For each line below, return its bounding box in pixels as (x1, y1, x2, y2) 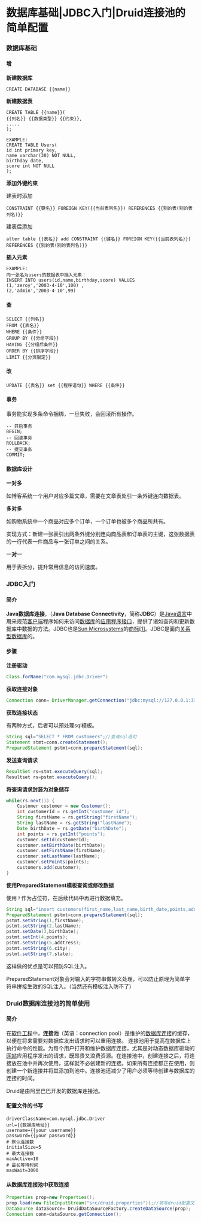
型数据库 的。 (6, 633, 38, 640)
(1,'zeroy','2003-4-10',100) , (6, 283, 84, 289)
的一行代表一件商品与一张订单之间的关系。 (6, 538, 111, 545)
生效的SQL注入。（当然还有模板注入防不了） (26, 983, 135, 990)
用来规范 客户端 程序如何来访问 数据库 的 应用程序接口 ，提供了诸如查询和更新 (6, 618, 190, 625)
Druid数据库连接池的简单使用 (6, 999, 90, 1007)
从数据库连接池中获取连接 (6, 1180, 69, 1188)
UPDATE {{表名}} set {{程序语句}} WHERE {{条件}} (6, 382, 126, 388)
